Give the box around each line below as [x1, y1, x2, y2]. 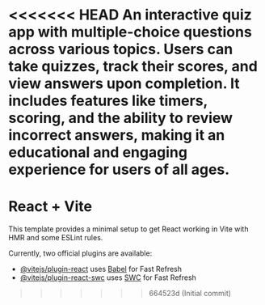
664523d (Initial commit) [149, 289, 232, 299]
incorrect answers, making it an [8, 126, 225, 145]
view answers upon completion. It [8, 74, 240, 93]
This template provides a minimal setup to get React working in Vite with [8, 224, 249, 234]
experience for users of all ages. [8, 160, 230, 179]
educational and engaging [8, 143, 188, 162]
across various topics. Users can [8, 40, 233, 58]
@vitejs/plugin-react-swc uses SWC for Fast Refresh [19, 273, 196, 282]
